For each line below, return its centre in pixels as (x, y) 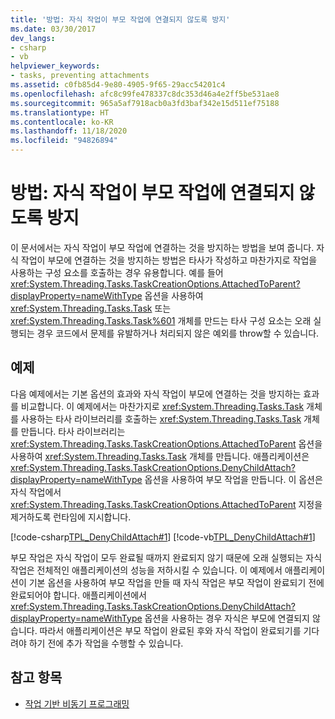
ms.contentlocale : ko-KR (62, 122)
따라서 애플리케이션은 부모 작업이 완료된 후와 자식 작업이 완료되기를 (170, 630)
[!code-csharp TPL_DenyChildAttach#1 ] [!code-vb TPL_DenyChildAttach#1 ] (163, 537)
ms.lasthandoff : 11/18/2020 (69, 131)
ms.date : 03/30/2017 (53, 29)
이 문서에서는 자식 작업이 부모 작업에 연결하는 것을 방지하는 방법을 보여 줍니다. (162, 247)
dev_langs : (33, 38)
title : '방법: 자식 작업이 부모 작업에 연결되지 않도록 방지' (120, 19)
